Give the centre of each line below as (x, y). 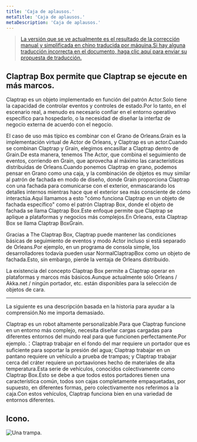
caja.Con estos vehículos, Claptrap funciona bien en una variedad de (89, 394)
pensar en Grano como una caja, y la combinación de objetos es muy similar (98, 173)
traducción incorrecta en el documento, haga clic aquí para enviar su (104, 52)
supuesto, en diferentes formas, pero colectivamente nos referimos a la (92, 387)
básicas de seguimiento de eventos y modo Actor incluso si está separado (96, 241)
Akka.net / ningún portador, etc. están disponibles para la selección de (91, 284)
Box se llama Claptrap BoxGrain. (45, 223)
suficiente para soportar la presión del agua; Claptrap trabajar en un (88, 350)
